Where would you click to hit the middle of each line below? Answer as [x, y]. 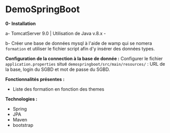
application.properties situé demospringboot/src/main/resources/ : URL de [85, 64]
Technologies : [21, 99]
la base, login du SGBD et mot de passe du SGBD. [58, 69]
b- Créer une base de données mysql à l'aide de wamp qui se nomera [79, 43]
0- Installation [21, 23]
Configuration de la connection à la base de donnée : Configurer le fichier [84, 58]
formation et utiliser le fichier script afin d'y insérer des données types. [80, 48]
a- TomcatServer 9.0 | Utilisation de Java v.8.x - [56, 33]
